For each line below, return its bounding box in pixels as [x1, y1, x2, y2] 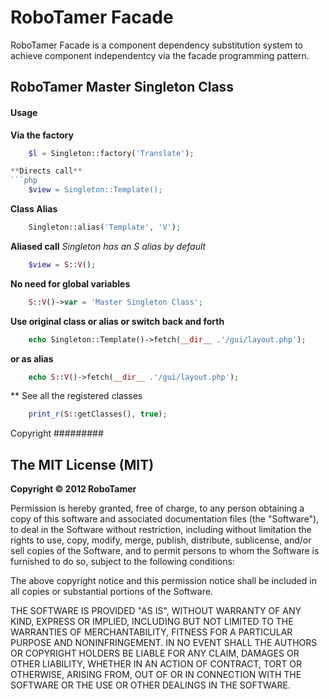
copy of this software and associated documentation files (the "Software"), [10, 513, 320, 525]
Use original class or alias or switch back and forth [10, 315, 225, 327]
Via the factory [10, 129, 74, 141]
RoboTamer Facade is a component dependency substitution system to [10, 39, 303, 51]
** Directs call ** [10, 166, 83, 176]
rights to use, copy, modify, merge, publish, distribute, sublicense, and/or [10, 534, 312, 546]
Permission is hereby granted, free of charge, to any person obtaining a [10, 502, 305, 515]
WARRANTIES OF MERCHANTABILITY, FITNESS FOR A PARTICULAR [10, 626, 293, 638]
